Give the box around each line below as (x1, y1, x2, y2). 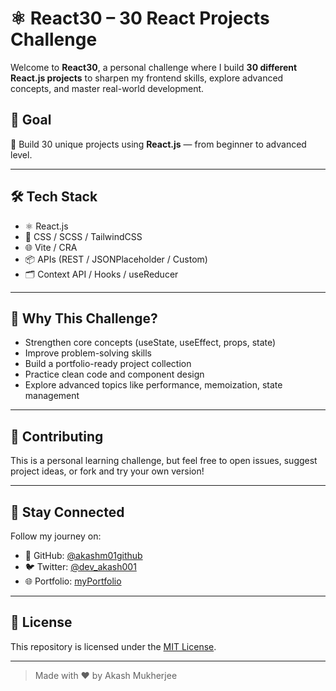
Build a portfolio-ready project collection (24, 358, 192, 370)
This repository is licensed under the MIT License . (10, 640, 217, 652)
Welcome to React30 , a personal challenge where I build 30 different (10, 61, 298, 73)
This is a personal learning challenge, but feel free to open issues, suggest (10, 455, 318, 467)
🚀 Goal (10, 112, 52, 129)
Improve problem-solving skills (24, 347, 153, 359)
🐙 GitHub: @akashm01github (24, 550, 143, 561)
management (24, 390, 80, 402)
